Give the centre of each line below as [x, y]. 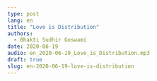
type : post [23, 14]
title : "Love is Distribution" [53, 27]
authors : [20, 33]
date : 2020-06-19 [33, 46]
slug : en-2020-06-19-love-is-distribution [71, 66]
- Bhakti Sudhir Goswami [50, 40]
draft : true [25, 60]
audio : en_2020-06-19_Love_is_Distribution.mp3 [79, 54]
